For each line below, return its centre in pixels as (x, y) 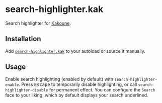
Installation (23, 39)
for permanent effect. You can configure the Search (102, 89)
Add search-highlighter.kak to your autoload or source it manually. (75, 51)
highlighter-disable (27, 90)
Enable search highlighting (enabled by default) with (59, 79)
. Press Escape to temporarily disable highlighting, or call (78, 84)
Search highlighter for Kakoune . (38, 23)
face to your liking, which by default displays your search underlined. (77, 95)
